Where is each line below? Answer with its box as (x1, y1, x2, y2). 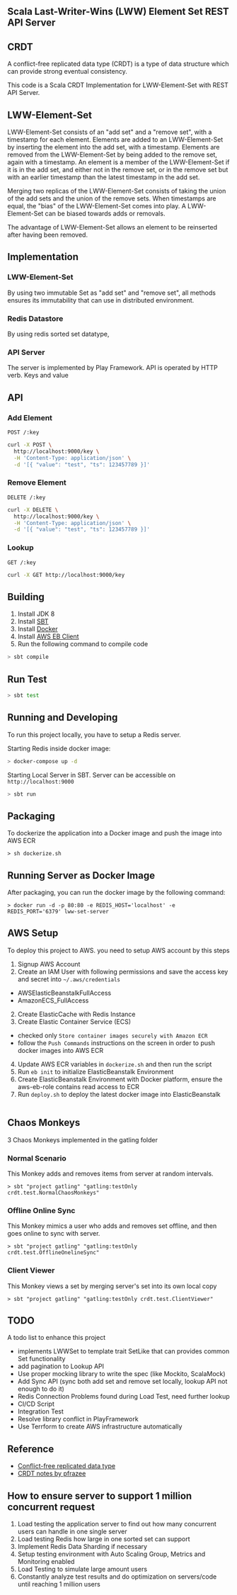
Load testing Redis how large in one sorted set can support (17, 1534, 190, 1543)
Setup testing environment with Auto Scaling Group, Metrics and (17, 1550, 206, 1558)
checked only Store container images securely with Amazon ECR (17, 1031, 208, 1039)
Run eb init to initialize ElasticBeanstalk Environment (17, 1067, 174, 1076)
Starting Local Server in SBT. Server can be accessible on (7, 770, 175, 779)
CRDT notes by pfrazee (17, 1470, 86, 1478)
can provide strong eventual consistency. (7, 67, 127, 76)
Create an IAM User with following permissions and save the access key (17, 967, 229, 976)
